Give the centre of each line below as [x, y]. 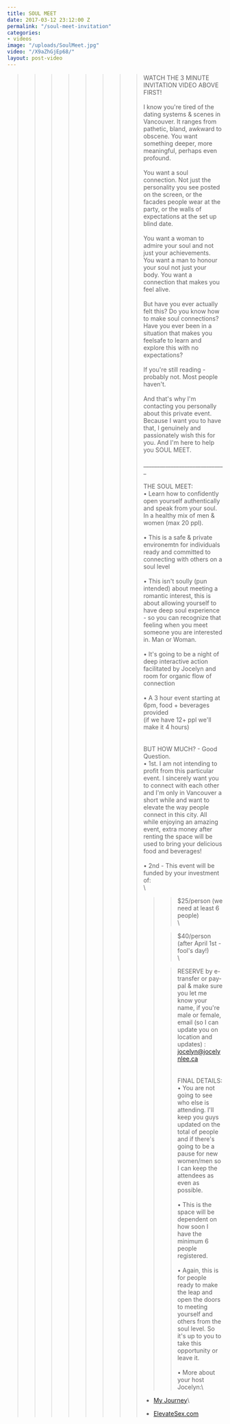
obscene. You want [170, 136]
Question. [157, 756]
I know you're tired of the [179, 106]
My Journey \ [171, 1400]
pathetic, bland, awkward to [183, 128]
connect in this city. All [175, 814]
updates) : [192, 1044]
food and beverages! [172, 851]
